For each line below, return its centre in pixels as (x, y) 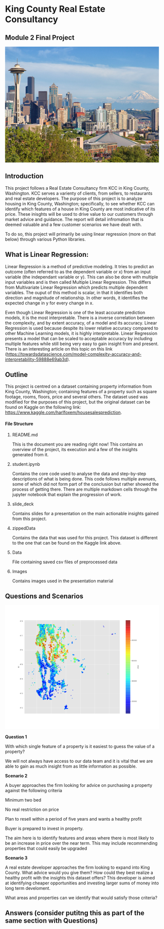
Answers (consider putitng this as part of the (75, 913)
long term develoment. (28, 888)
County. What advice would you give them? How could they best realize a (79, 872)
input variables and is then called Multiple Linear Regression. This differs (78, 282)
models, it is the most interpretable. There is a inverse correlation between (80, 318)
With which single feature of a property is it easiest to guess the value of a (80, 746)
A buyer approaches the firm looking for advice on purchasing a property (79, 785)
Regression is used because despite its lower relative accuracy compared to (82, 328)
